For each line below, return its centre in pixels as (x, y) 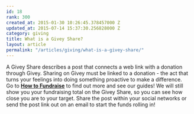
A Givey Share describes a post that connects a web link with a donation (94, 67)
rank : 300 (18, 17)
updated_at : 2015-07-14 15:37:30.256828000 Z (63, 28)
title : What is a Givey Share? (45, 39)
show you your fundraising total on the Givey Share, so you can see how (94, 92)
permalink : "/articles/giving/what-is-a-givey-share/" (75, 50)
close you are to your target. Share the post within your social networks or (96, 98)
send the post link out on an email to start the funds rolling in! (81, 105)
